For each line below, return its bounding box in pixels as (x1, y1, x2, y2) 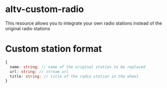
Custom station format (5, 43, 102, 55)
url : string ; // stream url (10, 69, 69, 74)
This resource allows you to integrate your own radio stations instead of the (5, 20, 162, 26)
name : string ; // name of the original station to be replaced (10, 64, 145, 69)
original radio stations (5, 25, 50, 31)
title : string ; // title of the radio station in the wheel (10, 74, 139, 79)
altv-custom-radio (5, 4, 84, 15)
